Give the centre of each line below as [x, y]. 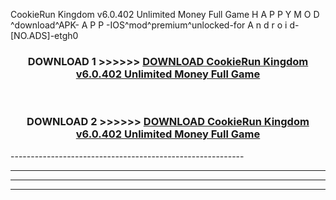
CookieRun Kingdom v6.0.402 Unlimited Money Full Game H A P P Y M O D [165, 14]
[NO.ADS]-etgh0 [44, 35]
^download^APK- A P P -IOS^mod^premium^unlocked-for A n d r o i [149, 25]
